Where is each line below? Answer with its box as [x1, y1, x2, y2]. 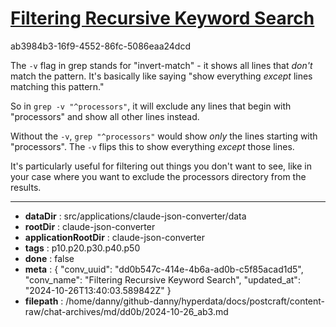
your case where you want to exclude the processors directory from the [10, 170, 307, 182]
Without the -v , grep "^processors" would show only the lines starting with [10, 130, 318, 142]
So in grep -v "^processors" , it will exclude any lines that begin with [10, 100, 292, 112]
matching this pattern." [10, 80, 105, 92]
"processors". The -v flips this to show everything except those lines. [10, 140, 295, 152]
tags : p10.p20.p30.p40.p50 [24, 242, 141, 254]
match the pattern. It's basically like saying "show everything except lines [10, 70, 313, 82]
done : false [24, 252, 75, 264]
